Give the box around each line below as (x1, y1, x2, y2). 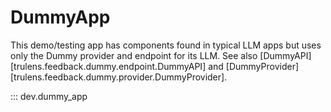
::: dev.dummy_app (10, 90, 88, 102)
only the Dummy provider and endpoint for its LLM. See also (10, 49, 258, 61)
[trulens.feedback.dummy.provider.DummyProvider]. (10, 71, 228, 83)
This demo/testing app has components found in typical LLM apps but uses (10, 39, 322, 51)
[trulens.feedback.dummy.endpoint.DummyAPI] (10, 60, 207, 72)
